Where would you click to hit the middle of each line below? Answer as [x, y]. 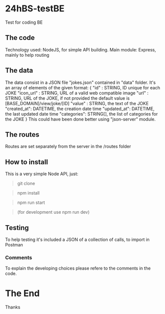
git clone [26, 184]
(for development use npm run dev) [53, 212]
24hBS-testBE [35, 9]
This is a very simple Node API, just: [42, 174]
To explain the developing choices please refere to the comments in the [78, 268]
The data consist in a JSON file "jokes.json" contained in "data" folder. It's [81, 82]
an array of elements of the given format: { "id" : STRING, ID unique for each [83, 87]
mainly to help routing [27, 55]
